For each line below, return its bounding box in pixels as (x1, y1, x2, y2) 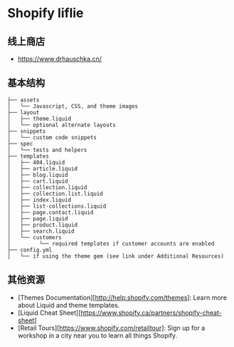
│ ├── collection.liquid (7, 183, 87, 191)
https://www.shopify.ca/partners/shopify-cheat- (80, 308, 222, 317)
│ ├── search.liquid (7, 227, 75, 235)
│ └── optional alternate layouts (7, 121, 116, 129)
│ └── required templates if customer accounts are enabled (7, 240, 215, 247)
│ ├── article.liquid (7, 165, 78, 172)
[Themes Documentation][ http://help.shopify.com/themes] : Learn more (17, 293, 228, 301)
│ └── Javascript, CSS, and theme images (7, 102, 139, 110)
